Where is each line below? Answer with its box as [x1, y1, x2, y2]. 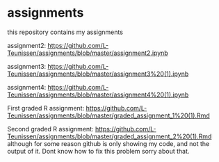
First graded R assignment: [7, 104, 85, 112]
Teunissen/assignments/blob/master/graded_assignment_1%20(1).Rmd [7, 111, 210, 120]
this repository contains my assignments [7, 28, 124, 36]
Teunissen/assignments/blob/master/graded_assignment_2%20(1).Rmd [7, 132, 212, 140]
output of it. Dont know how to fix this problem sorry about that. [7, 147, 190, 155]
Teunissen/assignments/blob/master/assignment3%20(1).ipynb [7, 70, 189, 78]
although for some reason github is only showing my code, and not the [7, 139, 210, 147]
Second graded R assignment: [7, 124, 94, 133]
